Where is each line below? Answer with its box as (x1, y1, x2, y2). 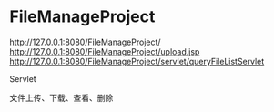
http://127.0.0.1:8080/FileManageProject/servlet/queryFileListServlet (9, 56, 265, 66)
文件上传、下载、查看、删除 (9, 92, 114, 103)
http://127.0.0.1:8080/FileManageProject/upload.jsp (9, 46, 200, 56)
